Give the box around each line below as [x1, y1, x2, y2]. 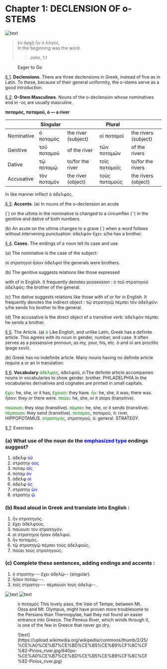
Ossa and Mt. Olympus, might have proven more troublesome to [17, 606, 149, 612]
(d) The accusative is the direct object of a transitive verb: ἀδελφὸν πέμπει [5, 314, 159, 320]
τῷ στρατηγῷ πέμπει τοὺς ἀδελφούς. [12, 542, 90, 548]
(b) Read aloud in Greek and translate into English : [5, 504, 130, 511]
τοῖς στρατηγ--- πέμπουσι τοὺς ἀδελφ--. [12, 581, 97, 587]
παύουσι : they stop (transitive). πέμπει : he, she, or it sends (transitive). [5, 404, 149, 411]
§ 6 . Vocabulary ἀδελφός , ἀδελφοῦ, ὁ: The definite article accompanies [5, 369, 154, 375]
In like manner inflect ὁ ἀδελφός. [5, 191, 73, 197]
